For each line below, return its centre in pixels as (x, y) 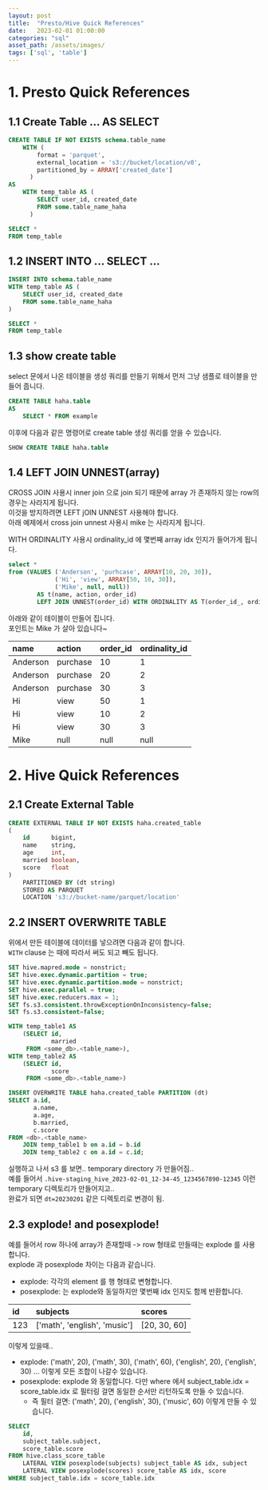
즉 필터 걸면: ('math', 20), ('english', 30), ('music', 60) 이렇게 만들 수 (140, 1401)
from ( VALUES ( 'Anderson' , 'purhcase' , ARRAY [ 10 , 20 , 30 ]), (110, 572)
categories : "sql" (39, 38)
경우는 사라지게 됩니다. (43, 503)
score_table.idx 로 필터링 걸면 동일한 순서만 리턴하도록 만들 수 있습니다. (132, 1391)
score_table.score (53, 1448)
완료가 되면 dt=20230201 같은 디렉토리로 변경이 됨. (87, 1198)
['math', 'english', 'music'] (85, 1325)
